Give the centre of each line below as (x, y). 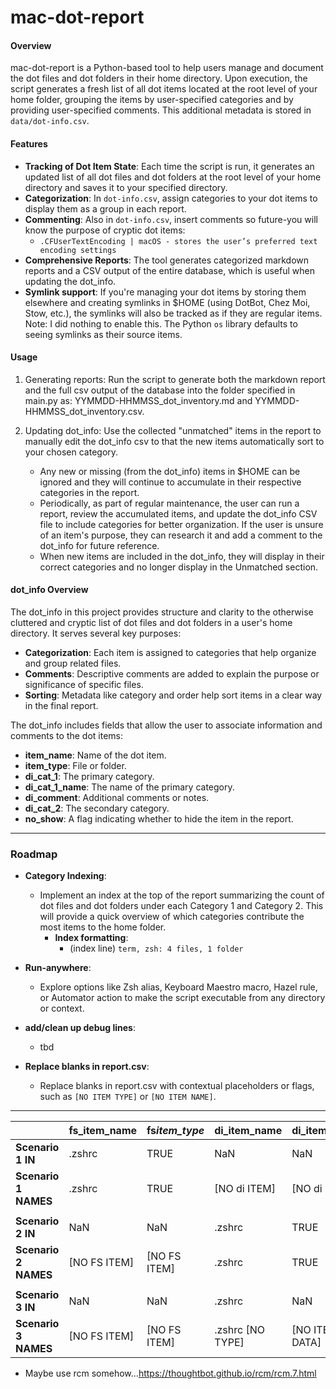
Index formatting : (91, 938)
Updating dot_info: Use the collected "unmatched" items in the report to (173, 430)
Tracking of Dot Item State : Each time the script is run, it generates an (169, 166)
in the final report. (61, 705)
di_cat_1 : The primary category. (89, 776)
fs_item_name (103, 1131)
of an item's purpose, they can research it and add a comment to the (181, 535)
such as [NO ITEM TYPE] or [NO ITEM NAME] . (128, 1097)
